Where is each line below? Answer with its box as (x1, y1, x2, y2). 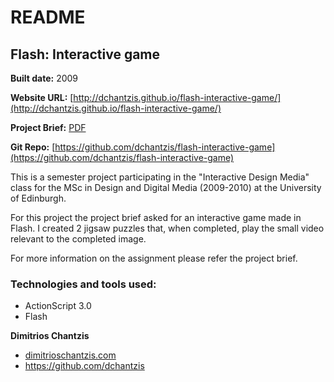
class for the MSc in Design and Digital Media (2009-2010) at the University (10, 182, 322, 193)
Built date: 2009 (10, 72, 79, 84)
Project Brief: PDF (10, 122, 87, 133)
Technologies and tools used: (10, 277, 157, 291)
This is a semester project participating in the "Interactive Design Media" (10, 171, 310, 183)
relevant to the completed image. (10, 233, 147, 245)
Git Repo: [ (10, 141, 56, 153)
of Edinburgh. (10, 192, 67, 204)
